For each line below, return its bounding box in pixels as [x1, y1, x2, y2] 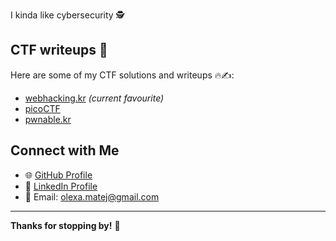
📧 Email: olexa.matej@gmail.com [24, 190, 160, 203]
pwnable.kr [24, 113, 72, 125]
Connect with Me [10, 142, 120, 159]
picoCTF [24, 102, 61, 114]
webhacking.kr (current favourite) [24, 92, 165, 104]
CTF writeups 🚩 [10, 42, 108, 59]
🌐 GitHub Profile [24, 169, 93, 181]
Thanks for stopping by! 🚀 [10, 219, 121, 231]
